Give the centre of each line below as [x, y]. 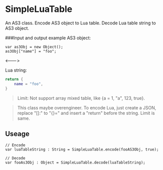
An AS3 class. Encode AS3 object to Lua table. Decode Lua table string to [81, 23]
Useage [17, 133]
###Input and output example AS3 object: [48, 38]
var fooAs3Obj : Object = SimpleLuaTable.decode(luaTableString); [75, 163]
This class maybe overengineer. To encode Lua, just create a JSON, [87, 107]
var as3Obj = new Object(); [34, 47]
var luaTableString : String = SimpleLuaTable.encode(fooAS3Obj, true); [82, 150]
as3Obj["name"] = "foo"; [31, 51]
